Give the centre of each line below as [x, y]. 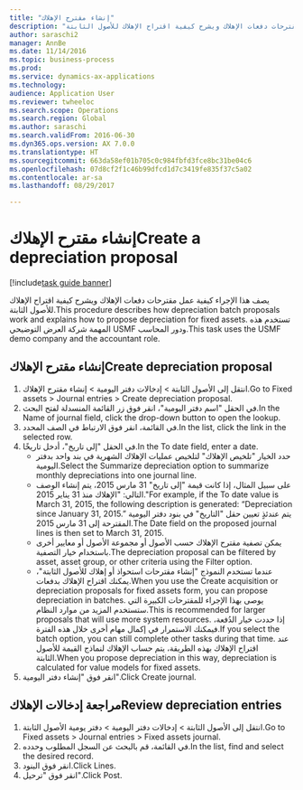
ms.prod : [26, 69]
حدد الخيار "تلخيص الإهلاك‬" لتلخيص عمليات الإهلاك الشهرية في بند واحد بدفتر [163, 456]
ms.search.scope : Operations [64, 110]
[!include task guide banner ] [61, 283]
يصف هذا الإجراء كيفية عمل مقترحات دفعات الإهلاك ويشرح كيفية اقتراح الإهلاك [140, 300]
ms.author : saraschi [48, 127]
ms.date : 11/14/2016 [48, 52]
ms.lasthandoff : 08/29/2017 [62, 186]
